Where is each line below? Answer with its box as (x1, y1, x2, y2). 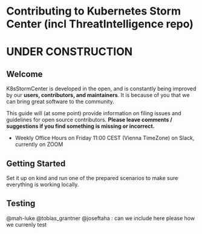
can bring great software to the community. (6, 98, 115, 105)
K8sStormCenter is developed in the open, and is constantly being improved (6, 85, 197, 92)
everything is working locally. (6, 181, 79, 188)
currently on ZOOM (15, 141, 64, 148)
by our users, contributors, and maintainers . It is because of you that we (6, 92, 190, 99)
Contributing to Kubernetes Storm (6, 4, 181, 18)
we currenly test (6, 221, 47, 228)
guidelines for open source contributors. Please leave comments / (6, 116, 172, 124)
